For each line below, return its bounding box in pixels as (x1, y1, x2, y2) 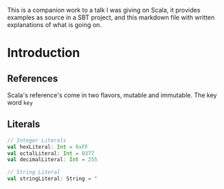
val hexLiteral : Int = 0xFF (7, 143, 89, 150)
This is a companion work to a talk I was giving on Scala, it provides (7, 6, 201, 14)
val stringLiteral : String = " (7, 175, 98, 183)
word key (7, 99, 33, 106)
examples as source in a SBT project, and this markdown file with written (7, 13, 215, 22)
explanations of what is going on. (7, 21, 102, 28)
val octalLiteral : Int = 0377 (7, 149, 95, 157)
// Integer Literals (7, 137, 67, 144)
